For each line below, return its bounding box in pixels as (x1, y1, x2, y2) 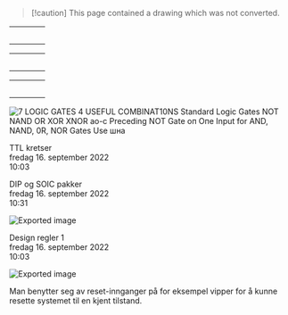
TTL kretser (9, 143, 53, 153)
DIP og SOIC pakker (9, 178, 83, 189)
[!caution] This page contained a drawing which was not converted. (30, 8, 280, 18)
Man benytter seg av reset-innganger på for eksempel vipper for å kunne (9, 286, 278, 296)
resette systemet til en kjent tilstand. (9, 295, 143, 306)
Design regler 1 (9, 232, 65, 243)
